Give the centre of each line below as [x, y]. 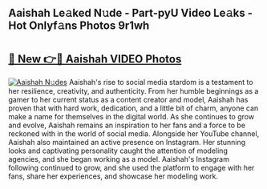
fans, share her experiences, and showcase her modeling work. [113, 176]
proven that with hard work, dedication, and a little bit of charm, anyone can [133, 108]
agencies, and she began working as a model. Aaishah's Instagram [119, 159]
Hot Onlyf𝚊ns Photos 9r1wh [79, 26]
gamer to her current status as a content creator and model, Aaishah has [128, 100]
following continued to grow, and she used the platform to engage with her [131, 168]
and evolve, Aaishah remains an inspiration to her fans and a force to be [127, 125]
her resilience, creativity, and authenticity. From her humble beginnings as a [133, 91]
